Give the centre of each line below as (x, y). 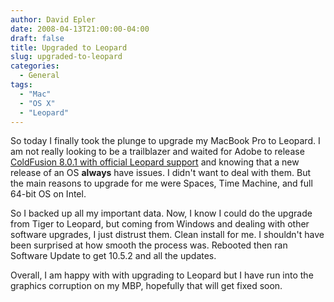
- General (39, 76)
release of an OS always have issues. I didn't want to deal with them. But (161, 173)
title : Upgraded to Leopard (69, 47)
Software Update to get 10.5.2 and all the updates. (113, 256)
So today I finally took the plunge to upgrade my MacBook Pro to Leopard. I (165, 141)
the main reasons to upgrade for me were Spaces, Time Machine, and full (161, 183)
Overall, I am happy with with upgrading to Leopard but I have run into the (162, 275)
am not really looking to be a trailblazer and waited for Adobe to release (157, 152)
